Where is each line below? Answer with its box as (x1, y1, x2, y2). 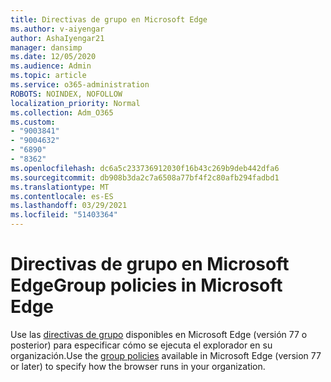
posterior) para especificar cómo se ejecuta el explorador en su (10, 339, 273, 351)
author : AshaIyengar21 (10, 33, 105, 43)
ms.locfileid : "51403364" (10, 210, 118, 220)
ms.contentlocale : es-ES (10, 191, 114, 201)
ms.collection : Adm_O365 (10, 107, 114, 118)
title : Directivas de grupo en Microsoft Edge (10, 14, 208, 25)
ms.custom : (10, 117, 56, 127)
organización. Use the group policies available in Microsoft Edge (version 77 (10, 349, 322, 361)
